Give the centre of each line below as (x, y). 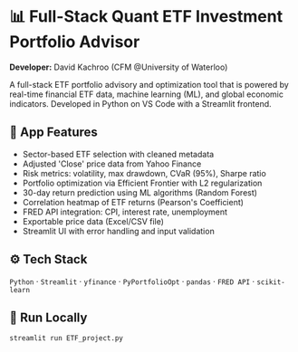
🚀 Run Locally (48, 317)
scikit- (271, 282)
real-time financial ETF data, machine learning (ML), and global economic (146, 94)
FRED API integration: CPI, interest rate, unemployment (125, 212)
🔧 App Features (53, 133)
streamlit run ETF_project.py (67, 338)
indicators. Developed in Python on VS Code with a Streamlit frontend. (140, 103)
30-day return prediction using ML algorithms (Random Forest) (140, 192)
